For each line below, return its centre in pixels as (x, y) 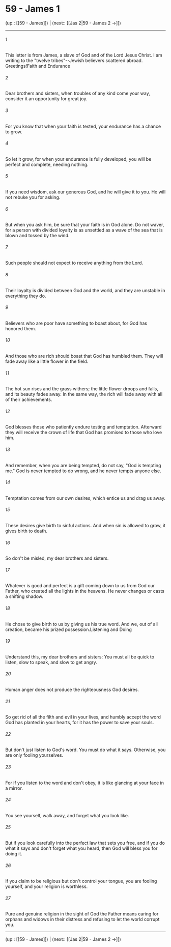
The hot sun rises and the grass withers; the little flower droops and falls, (82, 389)
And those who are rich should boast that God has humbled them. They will (84, 356)
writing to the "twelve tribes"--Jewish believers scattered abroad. (74, 61)
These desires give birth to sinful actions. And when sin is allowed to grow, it (85, 525)
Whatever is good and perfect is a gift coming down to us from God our (80, 586)
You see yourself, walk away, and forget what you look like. (67, 815)
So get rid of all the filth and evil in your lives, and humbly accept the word (83, 717)
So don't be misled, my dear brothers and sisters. (57, 558)
